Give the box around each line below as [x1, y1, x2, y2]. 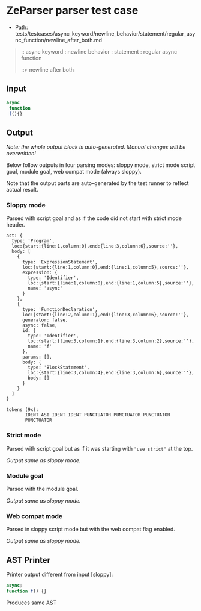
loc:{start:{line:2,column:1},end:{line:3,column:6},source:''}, [22, 312, 189, 318]
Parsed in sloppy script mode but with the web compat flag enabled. [6, 525, 175, 533]
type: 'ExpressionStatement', [22, 259, 98, 265]
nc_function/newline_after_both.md [14, 36, 103, 43]
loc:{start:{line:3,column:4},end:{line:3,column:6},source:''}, [28, 370, 195, 376]
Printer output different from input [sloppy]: [6, 571, 113, 578]
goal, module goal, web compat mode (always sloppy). [6, 168, 142, 175]
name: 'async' [28, 286, 63, 292]
